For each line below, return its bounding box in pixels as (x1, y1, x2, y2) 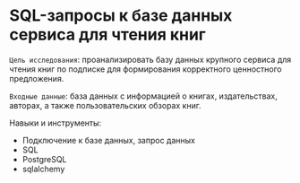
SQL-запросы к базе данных (9, 5, 233, 26)
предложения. (9, 73, 64, 83)
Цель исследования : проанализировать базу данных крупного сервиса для (9, 54, 292, 65)
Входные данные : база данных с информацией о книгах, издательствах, (9, 91, 278, 101)
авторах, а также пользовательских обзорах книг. (9, 100, 201, 110)
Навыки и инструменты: (9, 118, 102, 128)
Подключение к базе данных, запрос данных (21, 135, 195, 145)
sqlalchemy (21, 163, 65, 174)
